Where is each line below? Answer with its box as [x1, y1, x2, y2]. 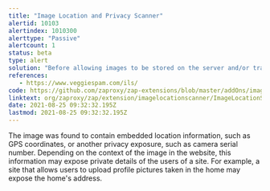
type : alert [8, 57, 48, 65]
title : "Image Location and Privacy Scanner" [8, 11, 163, 20]
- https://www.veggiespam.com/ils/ [18, 79, 138, 87]
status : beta [8, 49, 52, 57]
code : [8, 86, 27, 95]
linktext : [8, 94, 42, 102]
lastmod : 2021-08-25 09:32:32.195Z [8, 109, 128, 117]
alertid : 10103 [8, 19, 59, 27]
